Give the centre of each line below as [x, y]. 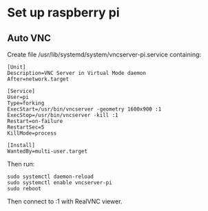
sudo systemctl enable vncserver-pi [60, 183]
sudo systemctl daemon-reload [51, 177]
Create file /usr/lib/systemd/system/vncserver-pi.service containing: [104, 54]
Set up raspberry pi [63, 13]
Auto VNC [29, 38]
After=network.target [38, 79]
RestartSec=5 [26, 127]
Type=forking [26, 103]
